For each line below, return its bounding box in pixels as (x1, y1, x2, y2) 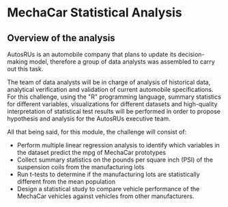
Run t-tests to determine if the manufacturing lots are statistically (16, 170, 200, 178)
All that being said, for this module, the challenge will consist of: (7, 128, 187, 136)
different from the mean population (16, 178, 116, 186)
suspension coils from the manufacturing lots (16, 163, 145, 171)
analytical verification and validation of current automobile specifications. (7, 86, 214, 93)
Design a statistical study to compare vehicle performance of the (16, 185, 200, 193)
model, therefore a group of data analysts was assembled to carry (29, 58, 215, 66)
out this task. (7, 65, 44, 73)
